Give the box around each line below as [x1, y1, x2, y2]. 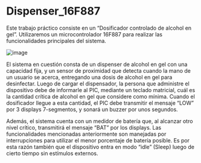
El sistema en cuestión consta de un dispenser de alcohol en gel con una [6, 61, 188, 68]
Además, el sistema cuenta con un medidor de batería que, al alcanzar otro [6, 117, 193, 125]
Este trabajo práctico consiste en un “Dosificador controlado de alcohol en [6, 24, 192, 32]
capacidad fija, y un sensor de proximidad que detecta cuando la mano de [6, 67, 191, 74]
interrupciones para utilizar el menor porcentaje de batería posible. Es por [6, 136, 190, 144]
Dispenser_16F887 [6, 4, 101, 18]
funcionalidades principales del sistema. [6, 37, 107, 44]
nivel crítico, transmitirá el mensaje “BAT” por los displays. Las [6, 124, 162, 131]
